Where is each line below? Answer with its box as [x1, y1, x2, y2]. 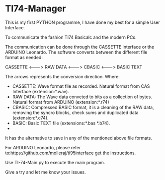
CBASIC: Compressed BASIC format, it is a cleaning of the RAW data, [12, 104, 154, 110]
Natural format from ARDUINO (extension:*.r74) [12, 99, 109, 105]
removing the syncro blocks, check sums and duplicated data [12, 110, 139, 116]
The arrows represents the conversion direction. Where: [5, 73, 120, 79]
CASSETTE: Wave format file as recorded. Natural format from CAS [12, 83, 150, 89]
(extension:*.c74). [12, 115, 49, 120]
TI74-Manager [5, 3, 66, 14]
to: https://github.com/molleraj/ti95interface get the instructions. [5, 150, 136, 156]
